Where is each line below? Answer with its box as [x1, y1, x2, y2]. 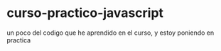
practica [6, 35, 31, 44]
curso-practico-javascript [6, 5, 164, 21]
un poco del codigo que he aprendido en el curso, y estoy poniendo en [6, 28, 215, 37]
